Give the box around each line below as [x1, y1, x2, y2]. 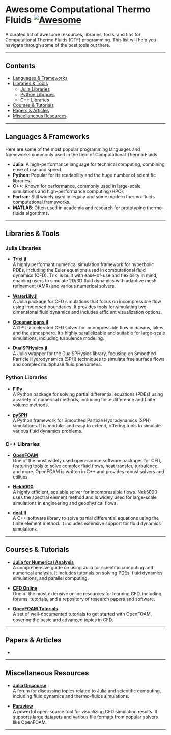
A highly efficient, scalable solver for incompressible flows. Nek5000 [12, 489, 158, 495]
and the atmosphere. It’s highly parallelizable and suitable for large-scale [12, 330, 165, 336]
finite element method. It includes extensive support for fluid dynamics [12, 520, 161, 526]
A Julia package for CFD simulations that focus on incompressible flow [12, 299, 161, 305]
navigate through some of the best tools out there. [5, 42, 111, 48]
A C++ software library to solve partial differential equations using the [12, 515, 159, 521]
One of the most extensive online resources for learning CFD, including [12, 590, 162, 596]
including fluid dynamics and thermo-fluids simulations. [12, 693, 130, 699]
